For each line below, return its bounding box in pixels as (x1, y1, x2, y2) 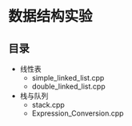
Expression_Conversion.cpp (31, 108, 124, 118)
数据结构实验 (8, 7, 94, 26)
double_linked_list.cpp (31, 81, 106, 91)
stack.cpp (31, 100, 66, 109)
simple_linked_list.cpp (31, 73, 105, 82)
